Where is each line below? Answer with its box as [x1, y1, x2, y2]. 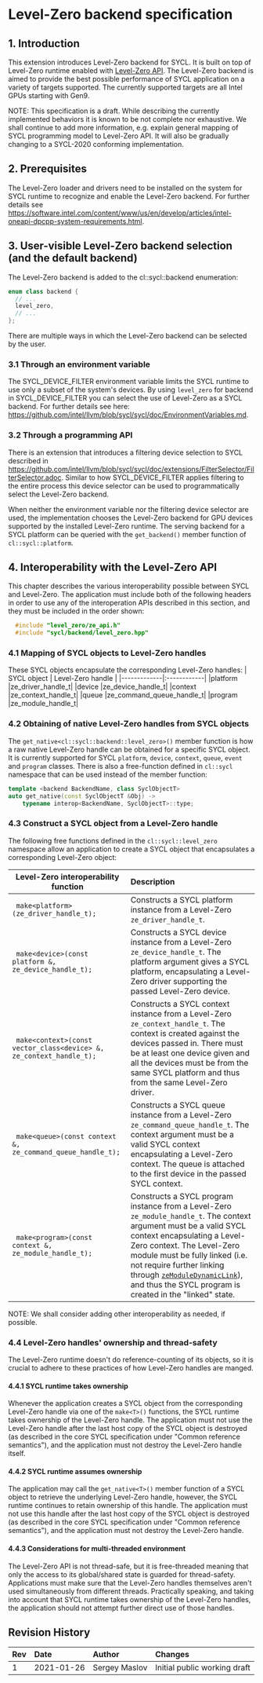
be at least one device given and [130, 1047, 250, 1058]
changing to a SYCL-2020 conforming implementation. [8, 140, 184, 148]
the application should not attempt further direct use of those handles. [8, 1603, 235, 1612]
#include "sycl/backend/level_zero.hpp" [15, 629, 149, 637]
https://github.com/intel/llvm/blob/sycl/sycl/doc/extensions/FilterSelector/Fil [8, 464, 254, 474]
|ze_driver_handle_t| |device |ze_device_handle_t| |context [8, 682, 197, 692]
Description [130, 876, 175, 887]
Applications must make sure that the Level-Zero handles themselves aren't [8, 1578, 252, 1587]
